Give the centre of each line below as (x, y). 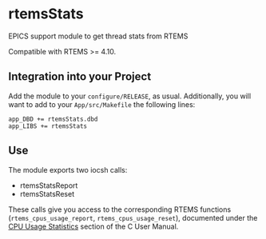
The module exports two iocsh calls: (68, 169)
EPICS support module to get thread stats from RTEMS (98, 36)
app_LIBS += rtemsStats (48, 126)
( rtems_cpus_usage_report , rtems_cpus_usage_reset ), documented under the (133, 217)
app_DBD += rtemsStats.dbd (53, 119)
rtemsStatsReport (49, 185)
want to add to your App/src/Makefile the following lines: (102, 104)
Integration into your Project (80, 77)
